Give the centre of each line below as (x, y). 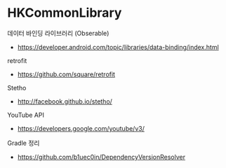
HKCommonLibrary (65, 13)
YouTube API (26, 115)
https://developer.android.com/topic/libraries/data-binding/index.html (118, 47)
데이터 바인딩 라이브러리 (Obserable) (58, 33)
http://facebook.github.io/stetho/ (65, 101)
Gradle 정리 (24, 143)
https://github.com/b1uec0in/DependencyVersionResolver (101, 157)
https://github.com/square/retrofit (66, 74)
